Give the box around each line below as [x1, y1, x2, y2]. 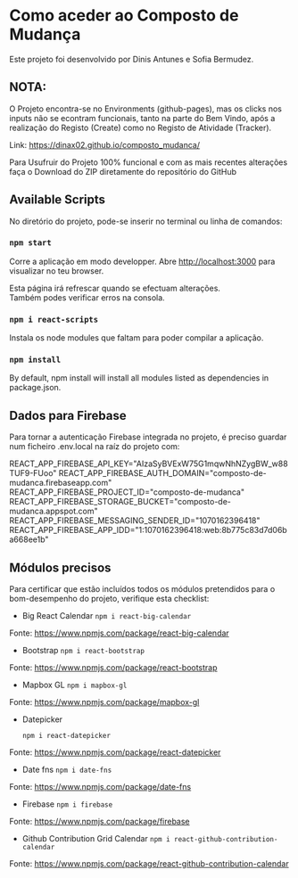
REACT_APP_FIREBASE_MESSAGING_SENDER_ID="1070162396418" [9, 515, 261, 526]
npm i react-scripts [9, 314, 99, 324]
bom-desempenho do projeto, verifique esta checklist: [9, 594, 210, 604]
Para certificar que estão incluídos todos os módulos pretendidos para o [9, 584, 276, 595]
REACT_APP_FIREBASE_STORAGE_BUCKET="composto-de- [9, 496, 232, 507]
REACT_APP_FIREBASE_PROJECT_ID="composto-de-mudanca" [9, 487, 245, 497]
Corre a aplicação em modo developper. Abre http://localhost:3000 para [9, 256, 276, 267]
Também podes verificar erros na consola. [9, 291, 165, 303]
